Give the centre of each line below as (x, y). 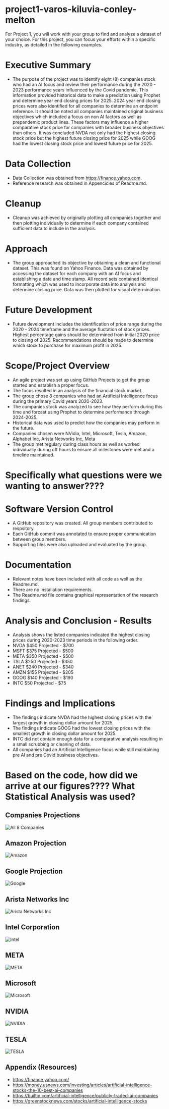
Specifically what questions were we (84, 475)
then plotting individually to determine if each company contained (81, 223)
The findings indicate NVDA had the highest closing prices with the (82, 717)
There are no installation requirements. (53, 590)
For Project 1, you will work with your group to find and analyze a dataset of (83, 34)
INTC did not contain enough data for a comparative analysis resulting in (88, 738)
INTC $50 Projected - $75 (39, 683)
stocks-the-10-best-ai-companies (48, 1090)
